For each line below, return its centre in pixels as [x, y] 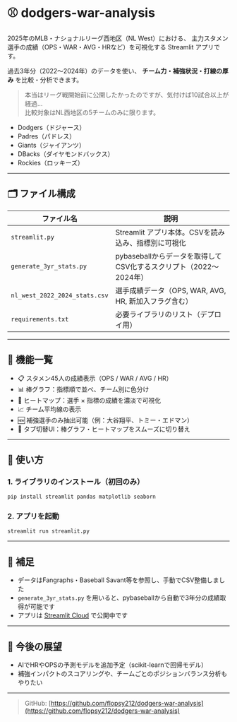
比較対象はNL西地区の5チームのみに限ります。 [92, 112]
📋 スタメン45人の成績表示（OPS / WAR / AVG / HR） [95, 378]
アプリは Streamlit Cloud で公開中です [73, 615]
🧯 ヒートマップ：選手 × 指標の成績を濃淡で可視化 [89, 400]
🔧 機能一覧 [30, 360]
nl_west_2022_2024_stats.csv [60, 295]
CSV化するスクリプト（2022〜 [167, 266]
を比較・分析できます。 [49, 79]
